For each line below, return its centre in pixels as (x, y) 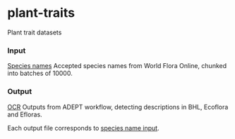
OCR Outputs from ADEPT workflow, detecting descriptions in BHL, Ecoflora (118, 107)
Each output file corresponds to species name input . (84, 128)
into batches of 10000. (40, 73)
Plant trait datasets (35, 32)
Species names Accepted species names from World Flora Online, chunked (117, 66)
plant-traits (41, 13)
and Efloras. (25, 114)
